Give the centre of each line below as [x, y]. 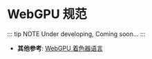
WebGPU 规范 [47, 14]
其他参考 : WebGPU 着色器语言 [60, 48]
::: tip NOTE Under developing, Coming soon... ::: [76, 34]
